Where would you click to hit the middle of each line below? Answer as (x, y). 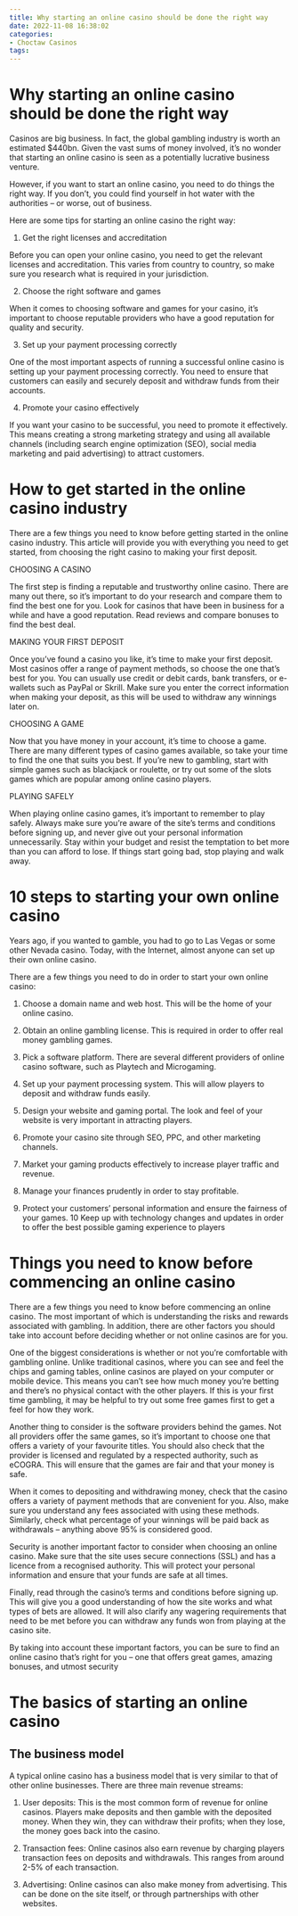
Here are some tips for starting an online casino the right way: (122, 220)
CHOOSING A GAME (47, 724)
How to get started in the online (128, 489)
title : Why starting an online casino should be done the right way (139, 17)
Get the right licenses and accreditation (94, 238)
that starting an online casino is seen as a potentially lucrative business (139, 158)
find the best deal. (43, 624)
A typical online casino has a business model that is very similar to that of (144, 1775)
